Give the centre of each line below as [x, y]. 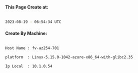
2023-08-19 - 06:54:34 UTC [33, 22]
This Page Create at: [27, 7]
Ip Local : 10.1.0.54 [29, 66]
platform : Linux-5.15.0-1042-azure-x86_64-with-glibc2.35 [69, 57]
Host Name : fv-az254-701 [32, 48]
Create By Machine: [26, 33]
